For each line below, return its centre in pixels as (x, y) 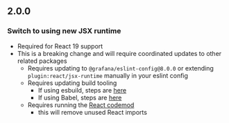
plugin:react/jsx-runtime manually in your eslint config (108, 75)
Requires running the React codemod (81, 105)
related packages (42, 61)
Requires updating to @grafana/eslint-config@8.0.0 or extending (120, 68)
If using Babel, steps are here (80, 97)
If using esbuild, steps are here (82, 90)
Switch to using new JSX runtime (64, 31)
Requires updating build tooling (72, 83)
